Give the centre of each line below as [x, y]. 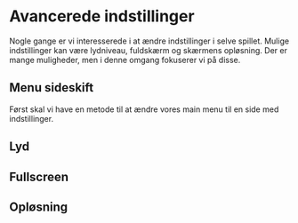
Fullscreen [39, 176]
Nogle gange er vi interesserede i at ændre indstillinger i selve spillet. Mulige [149, 41]
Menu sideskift [52, 88]
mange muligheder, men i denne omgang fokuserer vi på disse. [125, 60]
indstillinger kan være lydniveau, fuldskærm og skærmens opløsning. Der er [148, 50]
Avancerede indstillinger [102, 16]
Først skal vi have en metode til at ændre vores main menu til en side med [144, 109]
